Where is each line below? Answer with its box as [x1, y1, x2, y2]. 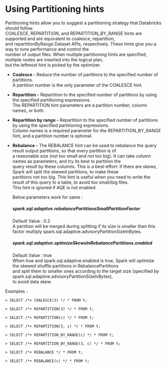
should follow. [5, 25, 34, 31]
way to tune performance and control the [5, 46, 89, 52]
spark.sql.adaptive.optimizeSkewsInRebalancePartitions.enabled [12, 240, 153, 246]
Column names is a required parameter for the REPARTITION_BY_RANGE [12, 127, 161, 133]
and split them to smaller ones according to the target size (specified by [12, 268, 160, 274]
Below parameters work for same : [12, 194, 83, 200]
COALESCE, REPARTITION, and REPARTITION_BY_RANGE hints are [5, 30, 142, 36]
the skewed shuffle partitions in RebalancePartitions [12, 263, 119, 268]
